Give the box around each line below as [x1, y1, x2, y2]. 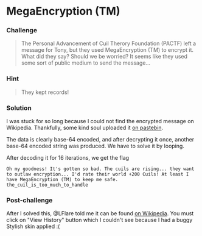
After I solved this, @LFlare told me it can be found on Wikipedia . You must [6, 210, 194, 217]
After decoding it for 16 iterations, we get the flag [6, 154, 130, 162]
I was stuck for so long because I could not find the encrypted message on [6, 118, 195, 125]
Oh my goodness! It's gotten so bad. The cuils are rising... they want [6, 166, 195, 172]
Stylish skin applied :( [6, 223, 60, 230]
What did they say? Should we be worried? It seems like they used [21, 53, 187, 60]
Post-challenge [6, 196, 53, 204]
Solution [6, 104, 32, 112]
